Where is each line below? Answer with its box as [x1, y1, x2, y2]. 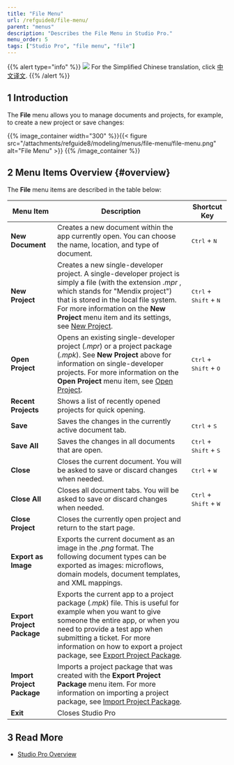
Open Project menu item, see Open [56, 376, 173, 386]
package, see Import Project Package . [56, 697, 182, 706]
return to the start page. [56, 523, 135, 532]
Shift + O [191, 363, 221, 372]
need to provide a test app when [56, 624, 164, 634]
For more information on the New [56, 303, 166, 313]
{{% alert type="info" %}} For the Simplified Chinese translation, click [7, 63, 216, 71]
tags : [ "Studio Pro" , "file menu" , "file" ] [7, 43, 136, 50]
